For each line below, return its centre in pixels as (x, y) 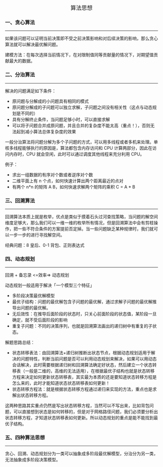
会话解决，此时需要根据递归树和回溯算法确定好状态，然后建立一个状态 (82, 365)
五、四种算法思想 (25, 438)
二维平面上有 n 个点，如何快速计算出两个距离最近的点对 (68, 181)
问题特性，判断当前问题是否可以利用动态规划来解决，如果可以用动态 (89, 359)
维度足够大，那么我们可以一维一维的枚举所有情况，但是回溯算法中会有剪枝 (79, 223)
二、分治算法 (20, 75)
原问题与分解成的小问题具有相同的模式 (50, 101)
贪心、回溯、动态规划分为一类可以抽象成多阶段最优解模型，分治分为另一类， (81, 454)
